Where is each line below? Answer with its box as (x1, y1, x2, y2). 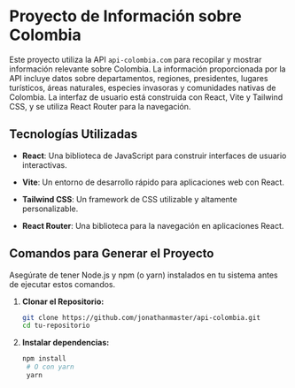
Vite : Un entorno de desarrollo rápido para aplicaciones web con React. (21, 177, 285, 187)
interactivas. (21, 159, 68, 170)
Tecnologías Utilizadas (9, 126, 138, 142)
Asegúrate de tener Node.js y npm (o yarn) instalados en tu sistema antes (9, 270, 278, 280)
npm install (21, 354, 66, 363)
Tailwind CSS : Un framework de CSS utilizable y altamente (21, 194, 237, 204)
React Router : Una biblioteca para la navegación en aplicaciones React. (21, 220, 284, 231)
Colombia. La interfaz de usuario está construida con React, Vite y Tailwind (9, 91, 283, 103)
